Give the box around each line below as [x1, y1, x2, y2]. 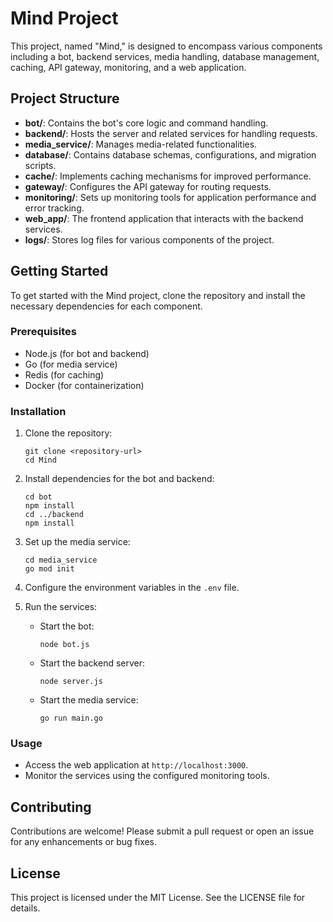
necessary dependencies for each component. [10, 300, 203, 312]
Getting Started [10, 263, 109, 280]
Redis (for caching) [24, 368, 105, 381]
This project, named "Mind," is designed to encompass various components [10, 40, 323, 52]
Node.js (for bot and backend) [24, 347, 150, 359]
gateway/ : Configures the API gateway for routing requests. [24, 180, 272, 192]
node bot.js [39, 640, 90, 650]
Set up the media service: [24, 536, 131, 548]
